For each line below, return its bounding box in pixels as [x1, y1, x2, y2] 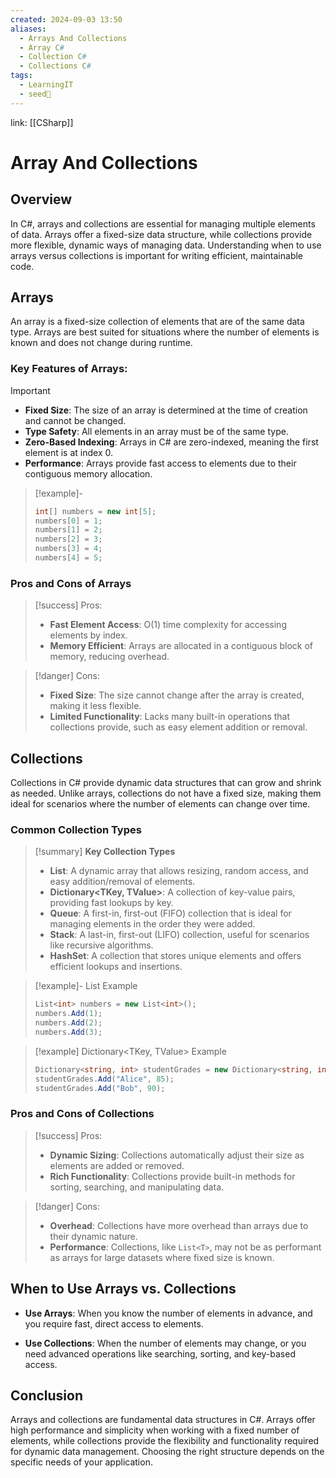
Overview [10, 191, 73, 208]
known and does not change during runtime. [10, 337, 193, 349]
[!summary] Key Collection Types [34, 846, 176, 858]
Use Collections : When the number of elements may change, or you [24, 1337, 307, 1349]
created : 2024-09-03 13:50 [10, 14, 123, 25]
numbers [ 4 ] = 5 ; [34, 553, 103, 563]
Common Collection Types [10, 823, 142, 837]
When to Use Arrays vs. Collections [10, 1281, 237, 1298]
